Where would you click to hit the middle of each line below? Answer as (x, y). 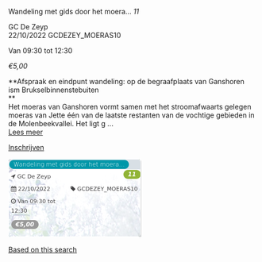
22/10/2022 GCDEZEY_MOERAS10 (65, 35)
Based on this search (43, 250)
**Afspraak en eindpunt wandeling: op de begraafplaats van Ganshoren (126, 81)
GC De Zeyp (28, 27)
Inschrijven (26, 147)
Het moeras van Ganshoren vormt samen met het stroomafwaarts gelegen (130, 107)
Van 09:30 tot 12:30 (40, 50)
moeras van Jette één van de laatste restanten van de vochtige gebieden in (132, 115)
